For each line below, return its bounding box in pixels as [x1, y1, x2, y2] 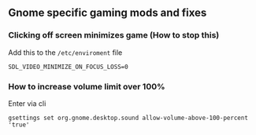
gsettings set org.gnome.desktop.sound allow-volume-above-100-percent [8, 114, 248, 122]
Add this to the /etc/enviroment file [8, 47, 123, 57]
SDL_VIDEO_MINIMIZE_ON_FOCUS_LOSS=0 [8, 63, 128, 71]
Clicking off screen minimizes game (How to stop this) [8, 30, 220, 41]
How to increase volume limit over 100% [8, 81, 165, 92]
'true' [8, 121, 30, 129]
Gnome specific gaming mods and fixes [8, 6, 207, 20]
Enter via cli [8, 98, 46, 108]
